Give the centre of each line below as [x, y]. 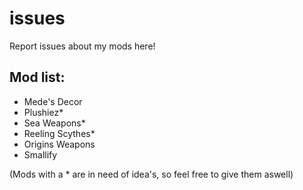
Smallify [40, 154]
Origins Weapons [59, 144]
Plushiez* [43, 112]
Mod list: [37, 77]
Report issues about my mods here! [82, 46]
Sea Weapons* [54, 123]
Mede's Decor [53, 101]
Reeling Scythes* [59, 133]
